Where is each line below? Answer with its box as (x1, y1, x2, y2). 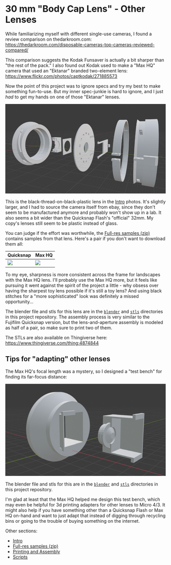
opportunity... (5, 299, 34, 305)
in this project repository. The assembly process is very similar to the (5, 314, 150, 320)
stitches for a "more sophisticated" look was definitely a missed (5, 293, 139, 300)
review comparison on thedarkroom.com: (5, 36, 92, 42)
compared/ (5, 47, 29, 53)
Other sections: (5, 528, 38, 534)
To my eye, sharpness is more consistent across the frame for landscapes (5, 272, 160, 278)
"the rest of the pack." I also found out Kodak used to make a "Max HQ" (5, 62, 155, 68)
